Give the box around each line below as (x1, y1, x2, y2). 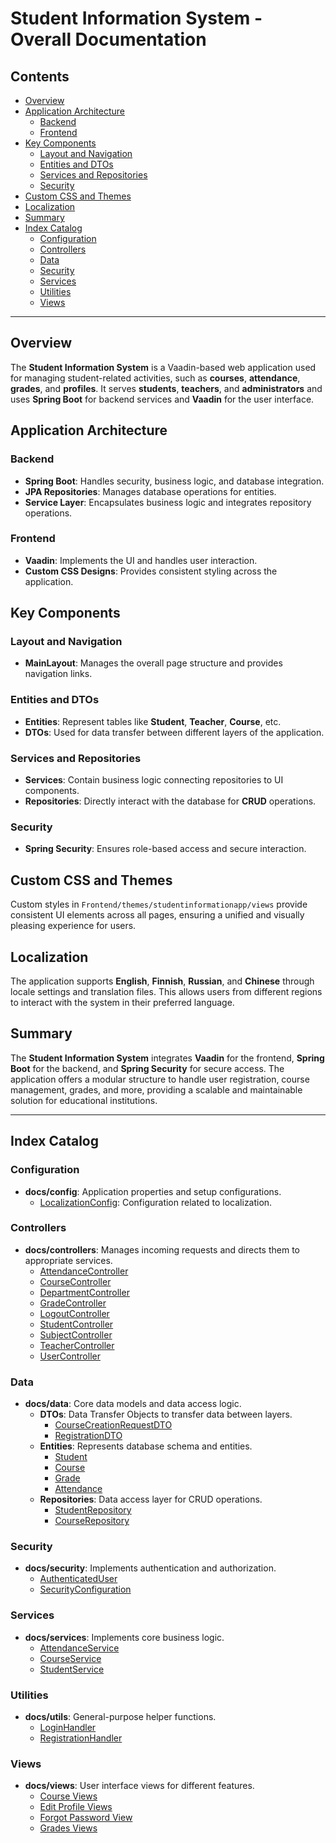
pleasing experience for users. (10, 920, 137, 932)
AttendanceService (39, 1642, 120, 1654)
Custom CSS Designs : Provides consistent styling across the (24, 565, 278, 577)
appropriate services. (24, 1254, 113, 1266)
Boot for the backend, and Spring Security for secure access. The (10, 1062, 285, 1074)
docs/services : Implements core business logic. (24, 1631, 225, 1643)
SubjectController (39, 1328, 113, 1341)
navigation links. (24, 668, 93, 680)
